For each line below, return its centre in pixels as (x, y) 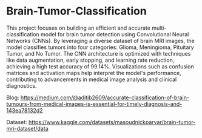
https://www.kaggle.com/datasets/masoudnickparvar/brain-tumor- (112, 122)
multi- (159, 28)
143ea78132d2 (25, 110)
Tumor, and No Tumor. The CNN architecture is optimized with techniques (99, 53)
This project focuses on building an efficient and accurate (78, 28)
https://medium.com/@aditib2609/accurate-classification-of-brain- (105, 97)
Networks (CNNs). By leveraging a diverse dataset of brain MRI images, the (101, 41)
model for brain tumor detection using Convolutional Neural (115, 34)
